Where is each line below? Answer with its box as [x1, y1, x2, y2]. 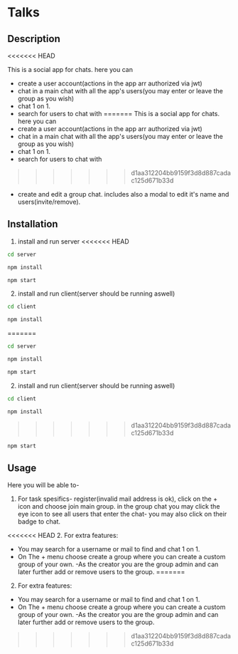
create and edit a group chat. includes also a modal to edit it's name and [17, 190, 229, 198]
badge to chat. [17, 517, 61, 526]
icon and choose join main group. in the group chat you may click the [17, 502, 220, 511]
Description [7, 33, 60, 45]
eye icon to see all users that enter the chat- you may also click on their [17, 510, 227, 519]
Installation [7, 218, 58, 230]
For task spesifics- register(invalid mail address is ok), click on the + [17, 494, 218, 503]
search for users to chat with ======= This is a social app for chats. [17, 110, 220, 118]
